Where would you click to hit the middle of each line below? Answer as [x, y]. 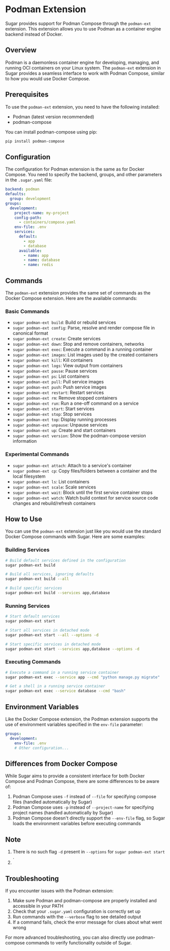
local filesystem [29, 476]
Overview [21, 50]
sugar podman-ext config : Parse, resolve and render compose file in [84, 328]
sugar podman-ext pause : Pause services [55, 371]
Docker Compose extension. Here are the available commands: [71, 298]
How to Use [24, 519]
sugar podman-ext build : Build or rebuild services [64, 322]
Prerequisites [27, 95]
